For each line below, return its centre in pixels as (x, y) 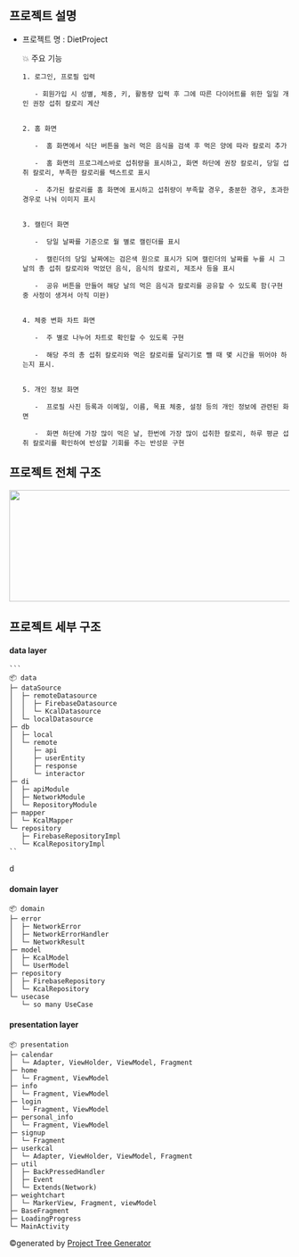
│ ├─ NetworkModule (48, 798)
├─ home (24, 1070)
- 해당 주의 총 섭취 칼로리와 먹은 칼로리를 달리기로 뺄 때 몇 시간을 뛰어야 (156, 355)
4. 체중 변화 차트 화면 (59, 320)
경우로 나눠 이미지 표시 (59, 199)
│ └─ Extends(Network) (53, 1187)
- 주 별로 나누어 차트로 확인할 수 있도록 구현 (109, 337)
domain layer (34, 889)
